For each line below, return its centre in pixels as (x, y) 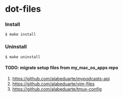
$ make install (21, 35)
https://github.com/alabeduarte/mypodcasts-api (61, 78)
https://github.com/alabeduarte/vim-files (53, 84)
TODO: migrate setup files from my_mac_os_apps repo (62, 68)
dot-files (23, 9)
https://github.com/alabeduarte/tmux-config (57, 89)
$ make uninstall (23, 57)
